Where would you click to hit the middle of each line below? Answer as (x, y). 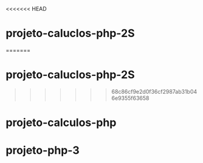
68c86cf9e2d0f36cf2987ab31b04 (154, 91)
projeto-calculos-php (61, 123)
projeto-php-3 (43, 151)
